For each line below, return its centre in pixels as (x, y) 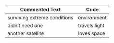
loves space (92, 33)
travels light (91, 25)
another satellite (26, 33)
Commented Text (40, 9)
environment (93, 18)
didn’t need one (25, 25)
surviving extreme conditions (40, 18)
